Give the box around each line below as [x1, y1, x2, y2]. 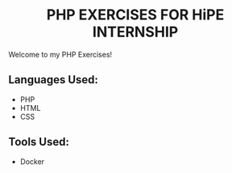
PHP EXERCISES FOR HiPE [46, 6, 225, 24]
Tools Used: [8, 135, 70, 149]
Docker [19, 156, 45, 167]
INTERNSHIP [92, 23, 179, 41]
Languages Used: [8, 73, 99, 86]
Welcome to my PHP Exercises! [8, 49, 113, 59]
